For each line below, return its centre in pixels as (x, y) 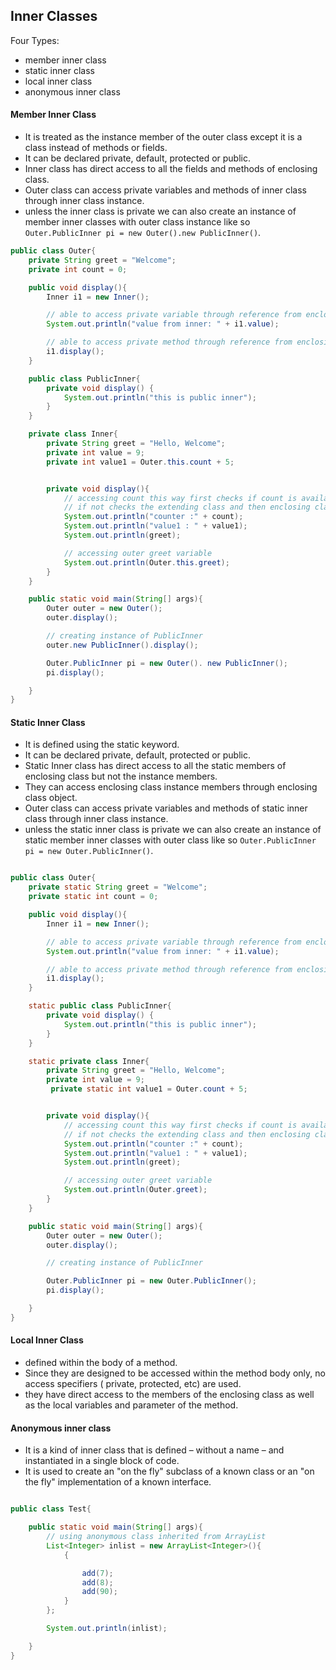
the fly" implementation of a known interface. (118, 1482)
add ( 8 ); (97, 1582)
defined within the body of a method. (101, 1363)
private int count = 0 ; (78, 269)
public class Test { (51, 1509)
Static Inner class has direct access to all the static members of (155, 766)
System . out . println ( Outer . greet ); (135, 1190)
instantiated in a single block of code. (102, 1461)
